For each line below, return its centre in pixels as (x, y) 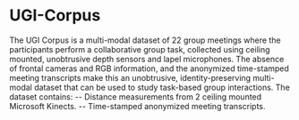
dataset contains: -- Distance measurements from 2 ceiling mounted (136, 96)
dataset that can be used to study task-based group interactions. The (162, 87)
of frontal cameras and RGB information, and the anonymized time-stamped (149, 68)
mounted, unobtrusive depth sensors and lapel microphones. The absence (147, 59)
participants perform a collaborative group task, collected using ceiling (140, 49)
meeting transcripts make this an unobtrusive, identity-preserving (130, 77)
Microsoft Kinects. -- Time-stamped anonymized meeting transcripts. (137, 106)
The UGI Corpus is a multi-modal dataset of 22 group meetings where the (145, 40)
